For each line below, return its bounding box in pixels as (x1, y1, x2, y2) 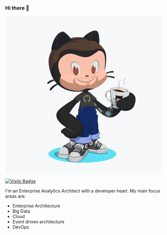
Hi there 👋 (5, 4, 30, 11)
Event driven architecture (12, 219, 65, 225)
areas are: (5, 193, 26, 199)
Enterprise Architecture (12, 203, 61, 209)
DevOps (12, 224, 29, 230)
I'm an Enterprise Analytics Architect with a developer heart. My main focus (5, 188, 161, 194)
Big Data (12, 208, 30, 214)
